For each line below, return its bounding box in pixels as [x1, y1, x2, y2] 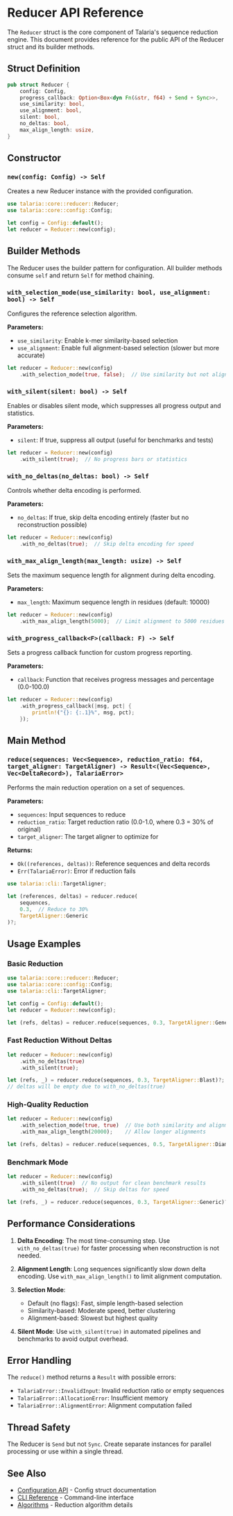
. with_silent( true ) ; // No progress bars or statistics [19, 455, 188, 463]
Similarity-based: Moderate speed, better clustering [27, 1306, 175, 1314]
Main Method [7, 735, 66, 747]
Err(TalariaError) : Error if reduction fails [17, 867, 137, 875]
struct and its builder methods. [7, 42, 95, 51]
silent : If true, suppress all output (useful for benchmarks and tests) [17, 436, 214, 444]
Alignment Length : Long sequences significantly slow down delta [17, 1264, 207, 1273]
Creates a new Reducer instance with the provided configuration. [7, 187, 193, 195]
